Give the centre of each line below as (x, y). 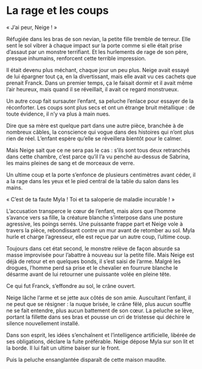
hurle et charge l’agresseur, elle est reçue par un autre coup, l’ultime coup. (99, 237)
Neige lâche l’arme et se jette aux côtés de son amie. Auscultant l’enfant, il (99, 298)
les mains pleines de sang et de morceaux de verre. (71, 163)
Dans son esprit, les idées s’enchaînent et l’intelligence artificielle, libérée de (101, 335)
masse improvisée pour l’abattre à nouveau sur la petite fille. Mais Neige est (100, 255)
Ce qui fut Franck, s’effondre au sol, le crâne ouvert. (71, 286)
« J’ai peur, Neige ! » (32, 27)
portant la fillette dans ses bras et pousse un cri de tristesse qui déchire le (98, 317)
